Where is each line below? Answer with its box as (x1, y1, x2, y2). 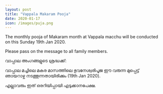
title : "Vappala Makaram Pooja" (5, 12, 71, 16)
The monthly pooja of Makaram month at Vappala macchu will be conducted (5, 34, 158, 40)
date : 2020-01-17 (5, 16, 40, 21)
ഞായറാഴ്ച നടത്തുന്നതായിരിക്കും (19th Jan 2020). (5, 73, 101, 79)
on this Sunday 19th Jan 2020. (5, 39, 66, 45)
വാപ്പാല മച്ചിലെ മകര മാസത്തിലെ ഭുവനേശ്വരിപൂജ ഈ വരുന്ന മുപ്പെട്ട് (5, 67, 140, 73)
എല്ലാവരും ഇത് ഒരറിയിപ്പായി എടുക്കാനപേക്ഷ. (5, 83, 96, 89)
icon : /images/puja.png (5, 20, 54, 26)
